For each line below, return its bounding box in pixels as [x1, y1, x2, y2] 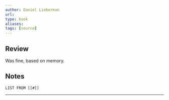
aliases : [5, 21, 24, 26]
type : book [5, 16, 28, 21]
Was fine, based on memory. [5, 57, 65, 63]
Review [5, 44, 29, 53]
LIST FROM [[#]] [5, 85, 39, 90]
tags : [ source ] [5, 26, 37, 31]
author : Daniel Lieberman [5, 7, 59, 12]
